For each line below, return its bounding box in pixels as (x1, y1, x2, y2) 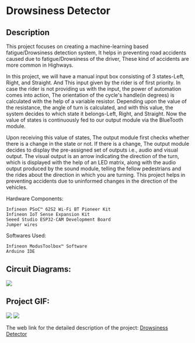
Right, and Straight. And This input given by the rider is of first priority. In (6, 79, 181, 86)
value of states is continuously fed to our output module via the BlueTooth (6, 116, 184, 124)
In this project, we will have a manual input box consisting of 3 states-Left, (6, 73, 185, 80)
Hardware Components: (6, 195, 64, 202)
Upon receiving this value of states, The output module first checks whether (6, 134, 190, 141)
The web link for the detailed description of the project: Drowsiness (6, 324, 168, 331)
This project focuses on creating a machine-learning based (6, 43, 149, 50)
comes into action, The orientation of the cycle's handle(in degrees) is (6, 92, 175, 98)
